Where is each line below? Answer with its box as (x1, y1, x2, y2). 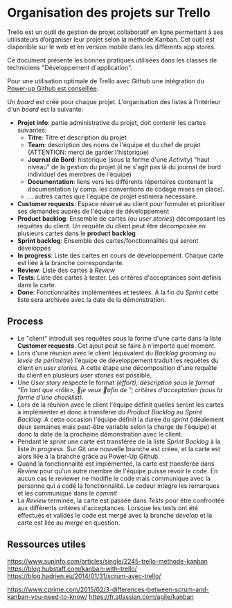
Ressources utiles (7, 539, 87, 550)
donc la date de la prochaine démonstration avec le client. (17, 430, 183, 438)
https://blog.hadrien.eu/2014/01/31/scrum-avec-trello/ (7, 571, 161, 580)
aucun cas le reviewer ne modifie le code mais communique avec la (17, 474, 211, 482)
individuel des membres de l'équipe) (27, 170, 132, 178)
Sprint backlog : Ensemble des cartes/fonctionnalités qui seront (17, 236, 199, 244)
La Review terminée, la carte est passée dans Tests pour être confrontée (17, 496, 225, 505)
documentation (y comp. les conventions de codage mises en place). (27, 185, 225, 193)
